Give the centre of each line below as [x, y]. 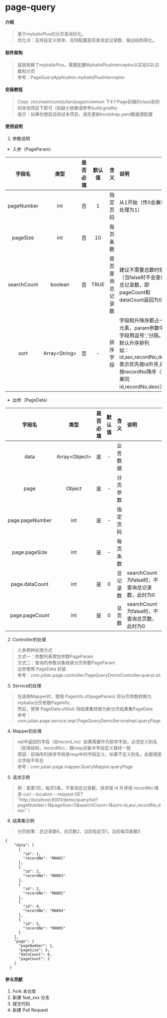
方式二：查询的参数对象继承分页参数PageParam [66, 663]
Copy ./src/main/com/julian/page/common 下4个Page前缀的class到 [86, 101]
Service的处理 [27, 686]
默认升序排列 [134, 343]
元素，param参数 [139, 328]
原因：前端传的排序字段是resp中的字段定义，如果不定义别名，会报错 [87, 754]
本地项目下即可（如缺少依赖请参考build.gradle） [71, 108]
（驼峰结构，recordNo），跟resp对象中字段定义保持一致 [74, 748]
